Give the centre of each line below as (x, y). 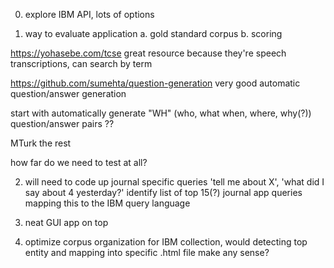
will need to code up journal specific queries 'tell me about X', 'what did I (174, 182)
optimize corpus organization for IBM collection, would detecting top (166, 242)
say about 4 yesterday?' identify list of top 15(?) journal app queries (163, 192)
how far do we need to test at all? (79, 162)
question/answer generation (68, 93)
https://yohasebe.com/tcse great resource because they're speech (148, 53)
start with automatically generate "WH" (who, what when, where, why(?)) (161, 113)
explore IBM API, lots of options (89, 14)
